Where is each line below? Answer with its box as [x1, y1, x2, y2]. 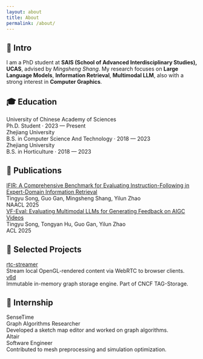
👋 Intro [6, 43, 32, 53]
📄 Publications [6, 165, 62, 176]
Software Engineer [6, 340, 53, 347]
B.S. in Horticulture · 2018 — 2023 [6, 148, 92, 155]
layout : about [6, 9, 42, 15]
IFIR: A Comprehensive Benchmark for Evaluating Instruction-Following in [6, 182, 190, 189]
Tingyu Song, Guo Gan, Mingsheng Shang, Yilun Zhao [6, 194, 141, 202]
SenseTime [6, 313, 35, 321]
